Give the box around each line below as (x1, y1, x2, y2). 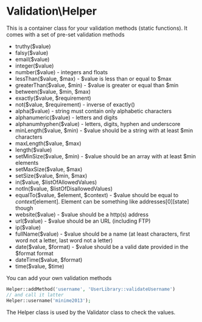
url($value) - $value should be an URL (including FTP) (15, 217, 151, 225)
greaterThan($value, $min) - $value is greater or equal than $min (15, 81, 179, 89)
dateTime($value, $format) (15, 256, 83, 263)
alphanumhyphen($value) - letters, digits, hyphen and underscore (15, 120, 181, 127)
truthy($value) (15, 43, 51, 50)
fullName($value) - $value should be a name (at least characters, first (15, 230, 190, 237)
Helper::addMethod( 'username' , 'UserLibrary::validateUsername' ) (6, 286, 175, 292)
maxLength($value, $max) (15, 139, 82, 147)
